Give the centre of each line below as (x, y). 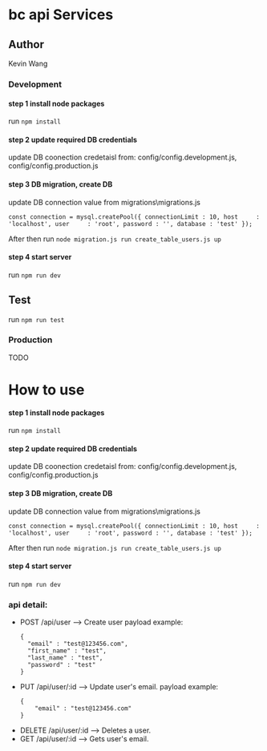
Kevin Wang (28, 63)
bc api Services (61, 15)
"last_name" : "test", (65, 658)
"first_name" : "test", (67, 651)
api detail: (28, 604)
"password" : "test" (62, 665)
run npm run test (36, 319)
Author (26, 44)
